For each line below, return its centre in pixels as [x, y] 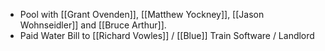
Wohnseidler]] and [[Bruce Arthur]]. [93, 25]
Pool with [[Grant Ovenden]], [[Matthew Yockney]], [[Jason [142, 14]
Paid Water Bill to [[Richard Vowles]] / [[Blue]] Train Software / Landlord [167, 35]
